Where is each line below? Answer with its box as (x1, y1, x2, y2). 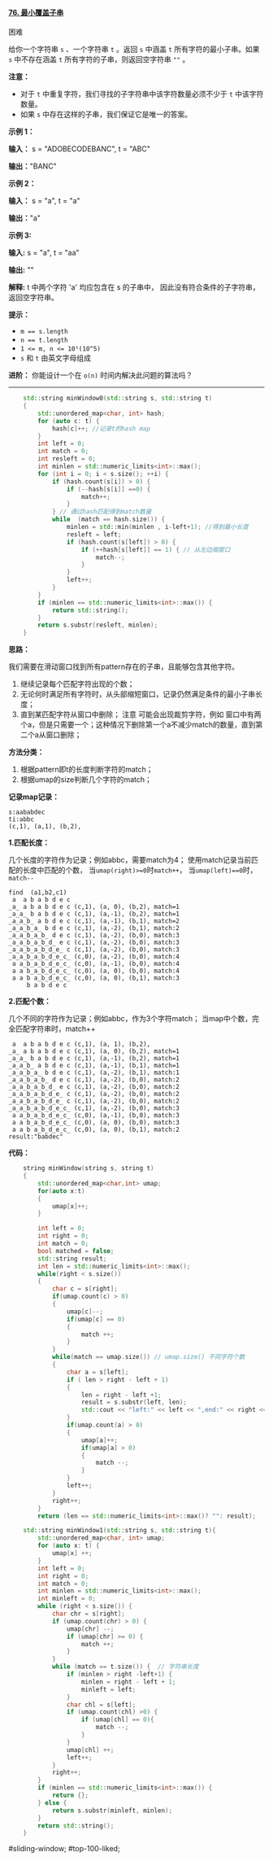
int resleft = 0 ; (37, 455, 96, 463)
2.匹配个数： (8, 997, 51, 1007)
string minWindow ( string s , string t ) (23, 1164, 154, 1173)
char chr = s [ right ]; (51, 1610, 126, 1619)
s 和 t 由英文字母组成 (19, 353, 91, 363)
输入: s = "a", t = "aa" (8, 248, 80, 258)
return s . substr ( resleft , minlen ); (37, 621, 158, 630)
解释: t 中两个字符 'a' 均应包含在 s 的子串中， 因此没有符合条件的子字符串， (8, 282, 260, 292)
